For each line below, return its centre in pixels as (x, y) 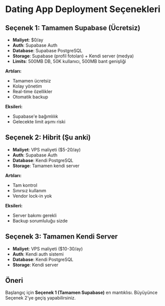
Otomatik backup (30, 97)
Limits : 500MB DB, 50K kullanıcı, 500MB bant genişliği (69, 61)
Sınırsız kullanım (29, 190)
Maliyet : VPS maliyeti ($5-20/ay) (47, 149)
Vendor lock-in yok (32, 196)
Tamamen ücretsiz (32, 81)
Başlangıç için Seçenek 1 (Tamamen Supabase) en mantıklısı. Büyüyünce (81, 292)
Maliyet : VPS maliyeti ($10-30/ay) (48, 249)
